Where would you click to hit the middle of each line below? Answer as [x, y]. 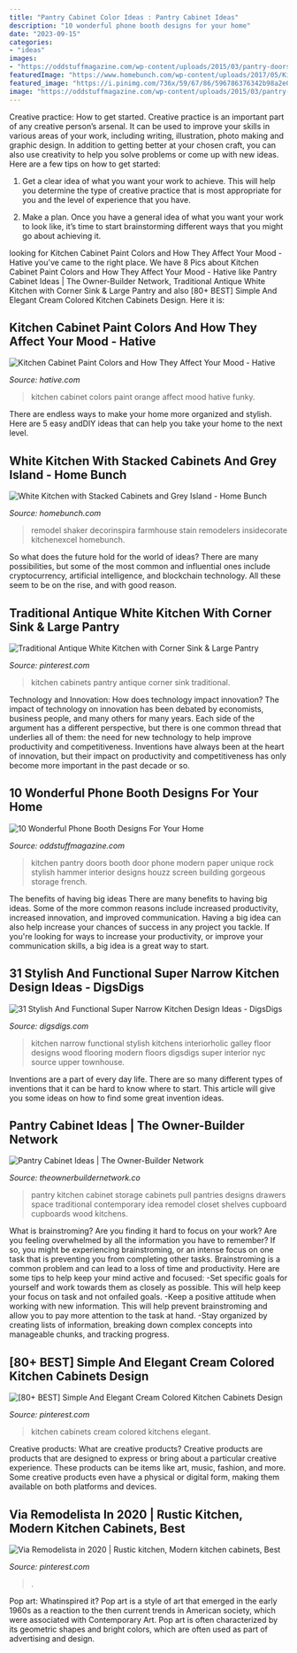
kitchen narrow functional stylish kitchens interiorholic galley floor [151, 1043]
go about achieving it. [61, 236]
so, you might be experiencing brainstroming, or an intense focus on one [141, 1250]
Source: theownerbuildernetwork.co [75, 1178]
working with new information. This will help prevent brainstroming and [138, 1306]
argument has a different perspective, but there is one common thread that [145, 728]
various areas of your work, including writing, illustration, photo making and [147, 135]
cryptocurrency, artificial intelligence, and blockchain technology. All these [145, 575]
